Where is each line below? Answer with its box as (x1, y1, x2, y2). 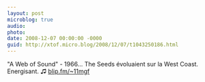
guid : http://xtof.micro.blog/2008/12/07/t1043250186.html (7, 41, 179, 48)
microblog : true (7, 16, 53, 23)
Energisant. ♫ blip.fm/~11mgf (7, 67, 90, 75)
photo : (7, 28, 26, 36)
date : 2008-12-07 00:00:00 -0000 (7, 35, 102, 42)
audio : (7, 22, 26, 29)
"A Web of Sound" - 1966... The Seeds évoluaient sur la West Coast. (7, 60, 199, 68)
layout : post (7, 9, 44, 17)
